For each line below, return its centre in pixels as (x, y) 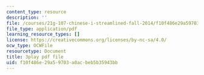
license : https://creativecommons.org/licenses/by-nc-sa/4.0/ (87, 40)
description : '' (27, 18)
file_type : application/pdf (42, 29)
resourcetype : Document (36, 51)
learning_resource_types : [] (43, 34)
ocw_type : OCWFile (29, 46)
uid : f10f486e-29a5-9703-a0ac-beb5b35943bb (62, 62)
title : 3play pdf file (35, 57)
